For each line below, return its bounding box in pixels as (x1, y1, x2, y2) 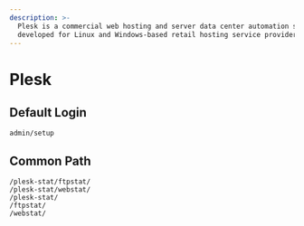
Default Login (9, 105, 88, 120)
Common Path (9, 153, 92, 168)
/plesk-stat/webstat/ (9, 185, 91, 194)
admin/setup (9, 128, 54, 138)
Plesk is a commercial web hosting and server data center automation (17, 22, 290, 31)
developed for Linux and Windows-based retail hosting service (17, 30, 261, 39)
